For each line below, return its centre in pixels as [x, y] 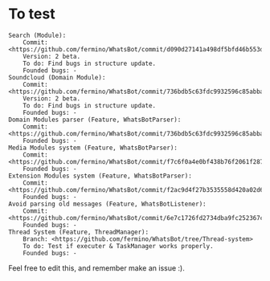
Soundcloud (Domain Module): [57, 77]
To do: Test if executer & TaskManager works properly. [119, 246]
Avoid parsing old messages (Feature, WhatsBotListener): [107, 204]
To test [32, 14]
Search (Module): [37, 35]
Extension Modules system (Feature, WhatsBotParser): [100, 176]
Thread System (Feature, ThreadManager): [79, 232]
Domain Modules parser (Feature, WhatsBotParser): [95, 120]
